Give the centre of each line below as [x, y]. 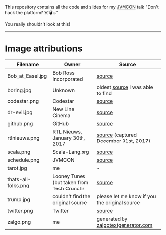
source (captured [117, 135]
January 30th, [69, 138]
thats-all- [19, 179]
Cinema [62, 115]
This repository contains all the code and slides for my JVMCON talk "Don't [82, 7]
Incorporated [68, 79]
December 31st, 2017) [124, 141]
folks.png [19, 185]
